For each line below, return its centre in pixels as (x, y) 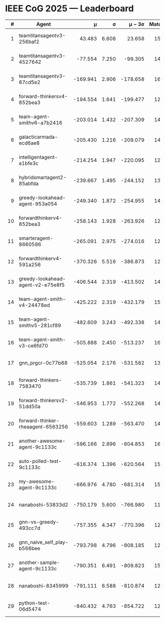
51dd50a (30, 406)
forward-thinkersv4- (43, 96)
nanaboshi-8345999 (44, 586)
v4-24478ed (34, 305)
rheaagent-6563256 (43, 426)
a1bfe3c (29, 163)
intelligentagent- (38, 157)
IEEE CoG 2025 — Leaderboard (69, 9)
